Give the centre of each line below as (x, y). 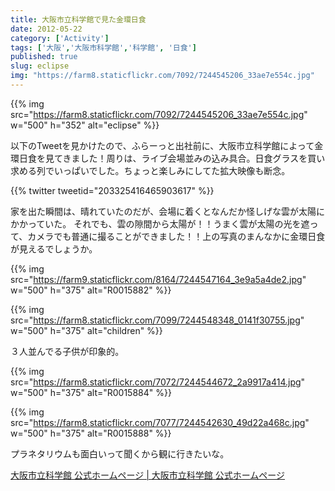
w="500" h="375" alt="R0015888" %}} (91, 433)
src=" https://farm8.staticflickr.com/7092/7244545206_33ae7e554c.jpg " (159, 114)
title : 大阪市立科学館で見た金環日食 (78, 19)
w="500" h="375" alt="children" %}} (86, 330)
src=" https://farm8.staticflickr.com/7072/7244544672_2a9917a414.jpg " (158, 382)
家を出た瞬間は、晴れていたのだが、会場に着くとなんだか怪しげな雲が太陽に (167, 211)
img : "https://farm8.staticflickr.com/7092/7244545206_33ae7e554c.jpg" (162, 76)
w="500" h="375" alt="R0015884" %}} (91, 392)
